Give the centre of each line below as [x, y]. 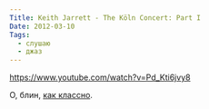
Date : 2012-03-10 [42, 26]
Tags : [20, 35]
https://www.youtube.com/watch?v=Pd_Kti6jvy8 [100, 77]
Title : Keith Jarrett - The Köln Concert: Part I [105, 18]
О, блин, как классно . [51, 95]
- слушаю [34, 43]
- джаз [30, 52]
